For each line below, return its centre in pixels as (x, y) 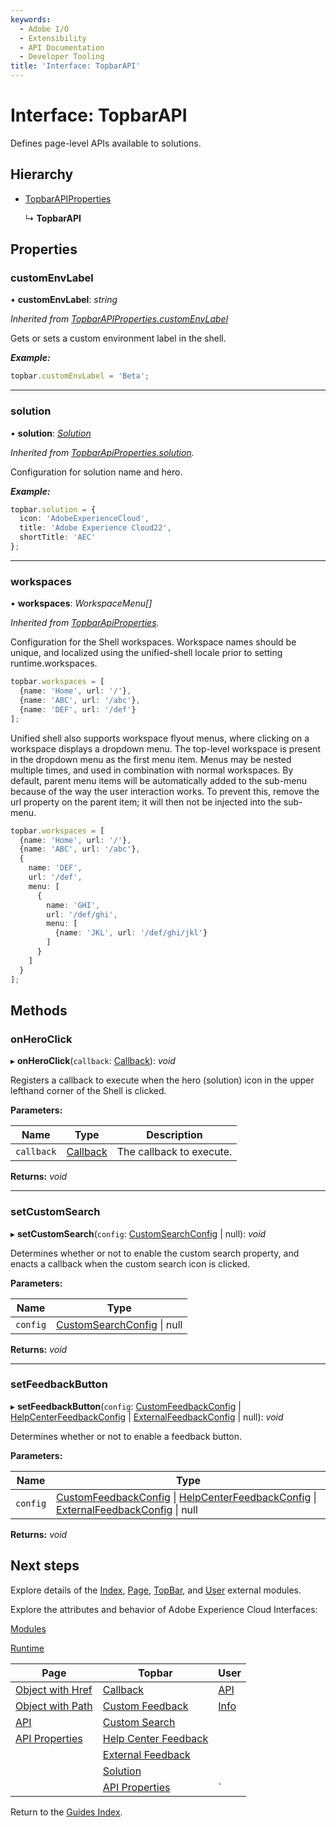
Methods (39, 1010)
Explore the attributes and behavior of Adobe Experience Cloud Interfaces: (164, 1609)
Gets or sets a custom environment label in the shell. (118, 338)
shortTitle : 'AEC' (58, 537)
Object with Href (54, 1689)
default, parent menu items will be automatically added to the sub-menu (159, 780)
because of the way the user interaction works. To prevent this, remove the (165, 791)
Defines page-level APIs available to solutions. (106, 143)
